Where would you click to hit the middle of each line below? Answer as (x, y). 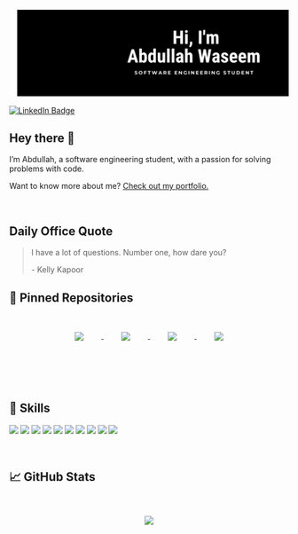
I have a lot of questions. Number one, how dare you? (129, 253)
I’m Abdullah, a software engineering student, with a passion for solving (140, 160)
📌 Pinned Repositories (71, 298)
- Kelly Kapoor (57, 270)
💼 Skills (30, 408)
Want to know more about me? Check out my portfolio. (109, 186)
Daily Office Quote (61, 231)
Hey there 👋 (42, 138)
